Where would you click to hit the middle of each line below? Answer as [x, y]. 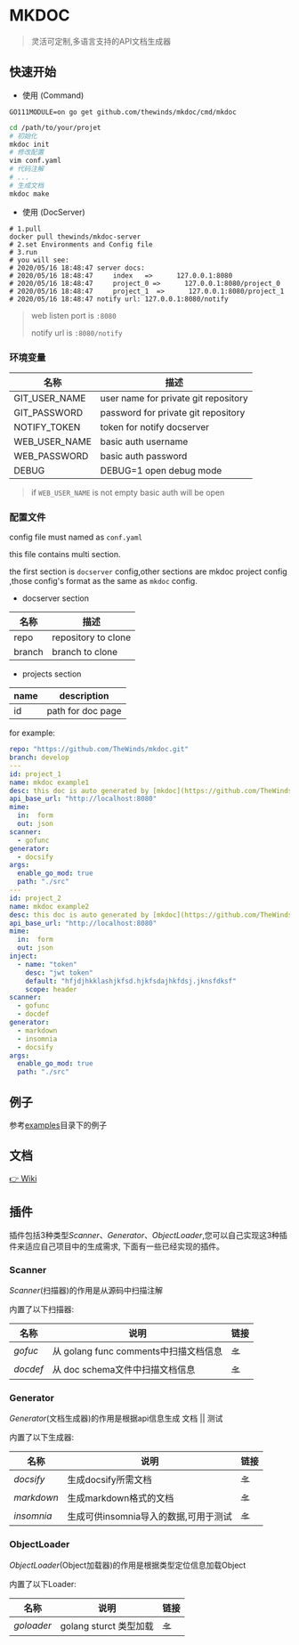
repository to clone [92, 637]
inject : [24, 956]
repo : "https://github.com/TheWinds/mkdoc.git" [99, 750]
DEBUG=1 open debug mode [161, 470]
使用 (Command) [53, 95]
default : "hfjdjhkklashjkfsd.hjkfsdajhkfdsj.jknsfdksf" [131, 981]
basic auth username [144, 442]
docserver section [55, 598]
